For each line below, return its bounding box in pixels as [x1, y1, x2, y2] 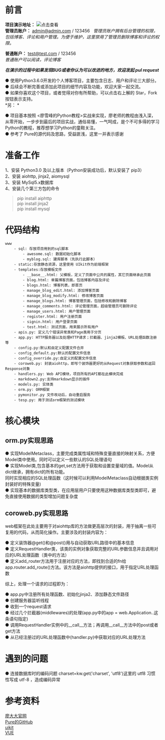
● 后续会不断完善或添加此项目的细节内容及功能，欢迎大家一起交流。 [5, 83, 143, 89]
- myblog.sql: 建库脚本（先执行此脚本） [23, 256, 97, 262]
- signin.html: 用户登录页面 [23, 319, 78, 324]
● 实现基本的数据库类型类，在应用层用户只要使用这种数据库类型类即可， [5, 487, 152, 493]
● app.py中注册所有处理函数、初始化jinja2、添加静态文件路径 [5, 591, 129, 597]
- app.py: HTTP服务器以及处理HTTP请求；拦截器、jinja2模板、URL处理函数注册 [14, 335, 157, 340]
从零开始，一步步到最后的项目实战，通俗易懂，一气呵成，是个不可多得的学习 [5, 118, 160, 124]
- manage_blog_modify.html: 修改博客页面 [23, 293, 104, 298]
